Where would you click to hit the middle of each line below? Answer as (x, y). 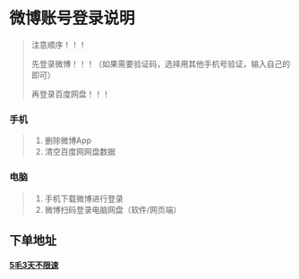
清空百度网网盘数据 (80, 152)
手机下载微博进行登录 (84, 199)
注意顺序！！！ (59, 45)
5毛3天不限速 (34, 265)
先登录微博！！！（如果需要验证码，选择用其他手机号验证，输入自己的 (161, 63)
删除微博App (68, 140)
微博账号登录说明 (73, 18)
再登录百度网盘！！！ (70, 94)
